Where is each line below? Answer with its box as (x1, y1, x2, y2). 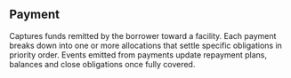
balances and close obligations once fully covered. (9, 58, 196, 69)
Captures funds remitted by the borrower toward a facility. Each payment (9, 30, 277, 41)
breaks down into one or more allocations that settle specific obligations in (9, 40, 283, 51)
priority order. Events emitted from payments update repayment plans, (9, 49, 267, 60)
